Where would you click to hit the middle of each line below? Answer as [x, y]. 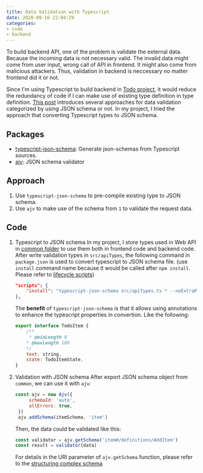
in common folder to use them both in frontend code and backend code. [105, 248]
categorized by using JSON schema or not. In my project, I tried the [91, 109]
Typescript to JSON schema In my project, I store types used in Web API [105, 242]
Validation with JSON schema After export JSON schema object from [101, 377]
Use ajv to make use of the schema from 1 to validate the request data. [104, 208]
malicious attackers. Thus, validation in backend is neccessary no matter [97, 71]
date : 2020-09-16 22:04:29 [40, 18]
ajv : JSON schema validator [50, 162]
